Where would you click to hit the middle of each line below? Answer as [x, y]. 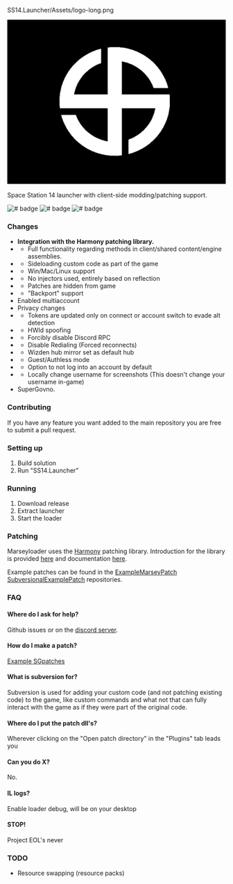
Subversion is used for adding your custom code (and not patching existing [115, 693]
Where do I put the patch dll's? [52, 723]
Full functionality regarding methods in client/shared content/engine [124, 249]
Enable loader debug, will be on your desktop [72, 808]
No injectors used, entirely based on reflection [94, 279]
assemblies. [45, 256]
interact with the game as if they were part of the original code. [97, 707]
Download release [43, 504]
